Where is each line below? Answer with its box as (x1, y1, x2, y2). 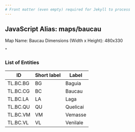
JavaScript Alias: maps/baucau (5, 25, 102, 33)
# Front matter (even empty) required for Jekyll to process (5, 7, 131, 12)
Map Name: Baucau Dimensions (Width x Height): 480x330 (5, 38, 123, 44)
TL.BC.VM (7, 111, 30, 118)
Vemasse (65, 111, 87, 118)
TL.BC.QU (7, 103, 30, 110)
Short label (35, 72, 61, 78)
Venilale (65, 119, 83, 126)
